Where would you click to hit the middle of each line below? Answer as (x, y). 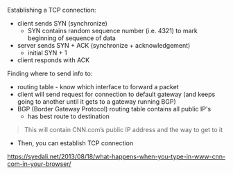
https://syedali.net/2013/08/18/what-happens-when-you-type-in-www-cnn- (116, 156)
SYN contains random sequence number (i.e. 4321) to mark (112, 31)
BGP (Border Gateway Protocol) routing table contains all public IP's (114, 109)
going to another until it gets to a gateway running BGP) (96, 102)
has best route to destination (68, 116)
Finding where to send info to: (50, 73)
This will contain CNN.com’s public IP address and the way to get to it (123, 130)
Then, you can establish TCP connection (75, 143)
